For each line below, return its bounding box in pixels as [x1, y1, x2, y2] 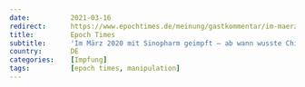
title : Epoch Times [9, 30, 116, 39]
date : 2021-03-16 [9, 13, 112, 23]
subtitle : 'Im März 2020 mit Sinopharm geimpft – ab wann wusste [9, 38, 282, 48]
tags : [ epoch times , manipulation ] [9, 64, 181, 73]
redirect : [9, 22, 47, 31]
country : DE [9, 47, 79, 56]
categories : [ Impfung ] [9, 55, 107, 64]
